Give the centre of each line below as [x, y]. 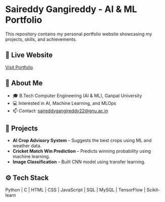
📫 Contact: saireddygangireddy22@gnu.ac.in [60, 111]
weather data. [27, 146]
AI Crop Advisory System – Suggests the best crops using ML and [82, 141]
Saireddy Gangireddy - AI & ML [71, 9]
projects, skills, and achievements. [41, 39]
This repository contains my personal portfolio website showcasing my [79, 34]
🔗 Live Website [29, 55]
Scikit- [153, 190]
